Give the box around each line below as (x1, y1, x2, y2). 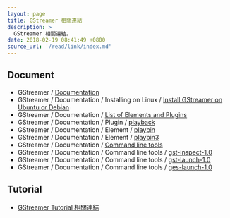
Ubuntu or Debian (17, 103, 70, 111)
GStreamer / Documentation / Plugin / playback (17, 118, 155, 126)
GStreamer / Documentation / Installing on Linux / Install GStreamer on (17, 95, 223, 104)
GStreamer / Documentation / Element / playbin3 (17, 133, 159, 141)
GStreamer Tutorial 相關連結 (17, 202, 99, 212)
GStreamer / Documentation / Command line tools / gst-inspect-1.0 (17, 147, 213, 156)
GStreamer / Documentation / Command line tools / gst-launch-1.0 (17, 155, 211, 164)
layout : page (7, 10, 46, 18)
